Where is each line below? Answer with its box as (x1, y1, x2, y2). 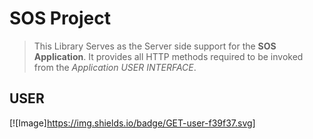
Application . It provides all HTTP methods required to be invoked (33, 50, 304, 62)
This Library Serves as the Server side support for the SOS (33, 40, 277, 52)
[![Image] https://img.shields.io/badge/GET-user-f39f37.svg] (9, 117, 256, 129)
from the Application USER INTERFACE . (33, 61, 197, 73)
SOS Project (9, 7, 111, 30)
